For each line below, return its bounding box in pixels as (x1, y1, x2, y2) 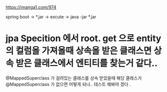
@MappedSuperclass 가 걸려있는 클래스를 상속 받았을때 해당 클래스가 (5, 75, 142, 81)
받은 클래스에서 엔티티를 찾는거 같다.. (15, 58, 158, 69)
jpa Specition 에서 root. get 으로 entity (5, 33, 162, 44)
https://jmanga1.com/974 (5, 4, 56, 10)
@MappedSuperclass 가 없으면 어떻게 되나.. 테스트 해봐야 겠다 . (5, 81, 131, 87)
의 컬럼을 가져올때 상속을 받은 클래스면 (5, 45, 152, 57)
